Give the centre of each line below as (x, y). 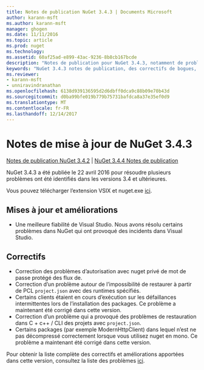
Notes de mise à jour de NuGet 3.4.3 (99, 144)
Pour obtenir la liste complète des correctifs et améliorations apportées (95, 354)
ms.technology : (25, 52)
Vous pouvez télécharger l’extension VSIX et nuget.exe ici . (79, 191)
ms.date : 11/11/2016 (32, 35)
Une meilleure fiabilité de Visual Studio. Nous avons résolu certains (99, 225)
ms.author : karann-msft (36, 23)
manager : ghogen (27, 29)
